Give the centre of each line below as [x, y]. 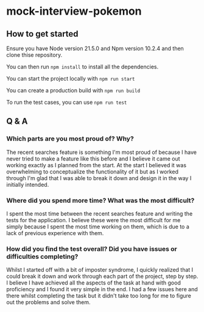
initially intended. [28, 184]
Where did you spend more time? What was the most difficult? [100, 200]
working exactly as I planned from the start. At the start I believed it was [97, 165]
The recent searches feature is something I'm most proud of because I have [101, 152]
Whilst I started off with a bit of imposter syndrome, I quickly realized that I [100, 270]
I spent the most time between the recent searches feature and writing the [100, 213]
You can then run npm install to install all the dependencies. [83, 67]
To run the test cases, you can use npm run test [67, 102]
